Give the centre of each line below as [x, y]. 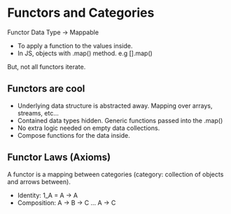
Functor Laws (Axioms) [59, 158]
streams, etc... [38, 113]
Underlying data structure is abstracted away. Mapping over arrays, [115, 106]
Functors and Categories [81, 13]
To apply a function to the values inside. [75, 45]
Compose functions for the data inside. [74, 135]
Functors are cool [46, 89]
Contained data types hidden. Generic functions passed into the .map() [120, 120]
